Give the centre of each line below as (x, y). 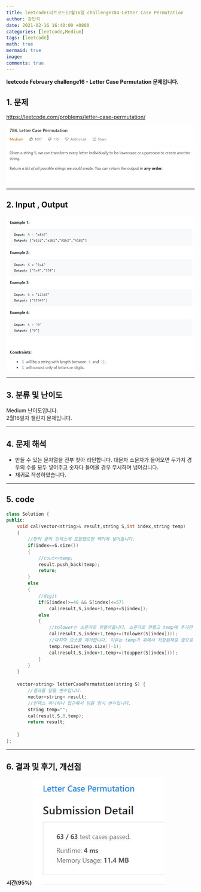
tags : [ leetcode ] (28, 38)
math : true (20, 44)
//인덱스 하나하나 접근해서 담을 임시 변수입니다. (80, 703)
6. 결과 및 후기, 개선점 (44, 767)
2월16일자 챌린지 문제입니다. (39, 418)
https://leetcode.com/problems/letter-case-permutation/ (76, 117)
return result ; (47, 722)
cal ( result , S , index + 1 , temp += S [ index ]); (98, 608)
